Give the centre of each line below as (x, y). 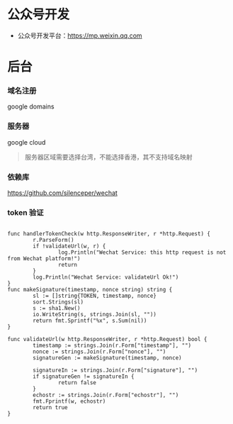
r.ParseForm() (53, 240)
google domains (31, 106)
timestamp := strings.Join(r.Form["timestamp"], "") (112, 346)
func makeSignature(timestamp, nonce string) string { (90, 290)
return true (51, 408)
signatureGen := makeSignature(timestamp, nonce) (107, 358)
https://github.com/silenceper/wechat (63, 193)
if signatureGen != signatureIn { (84, 376)
